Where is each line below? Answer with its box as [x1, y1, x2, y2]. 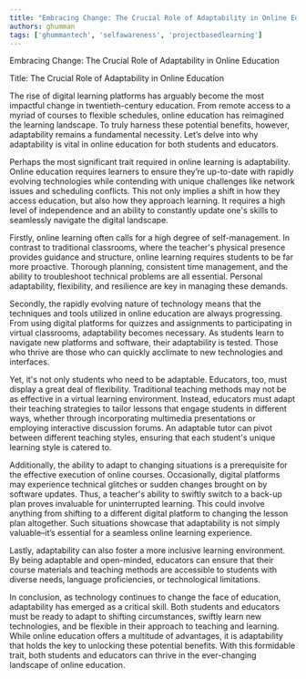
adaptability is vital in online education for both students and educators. [9, 139, 279, 150]
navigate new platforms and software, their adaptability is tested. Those [9, 337, 279, 348]
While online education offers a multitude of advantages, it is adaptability [9, 631, 284, 642]
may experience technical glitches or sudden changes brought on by [9, 479, 268, 490]
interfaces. [9, 356, 50, 367]
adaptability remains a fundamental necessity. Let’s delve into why [9, 129, 259, 140]
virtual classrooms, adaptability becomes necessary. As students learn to [9, 327, 284, 338]
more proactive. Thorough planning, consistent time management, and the [9, 262, 289, 273]
